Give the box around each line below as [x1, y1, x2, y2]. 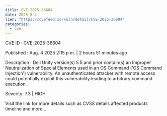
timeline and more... [5, 106, 47, 112]
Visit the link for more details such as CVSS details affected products [5, 100, 148, 106]
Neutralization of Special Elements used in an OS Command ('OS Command [5, 65, 162, 71]
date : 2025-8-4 [5, 12, 37, 17]
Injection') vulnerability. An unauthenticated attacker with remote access [5, 70, 155, 76]
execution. [5, 81, 27, 87]
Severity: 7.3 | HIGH [5, 91, 46, 97]
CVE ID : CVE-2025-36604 [5, 40, 61, 46]
